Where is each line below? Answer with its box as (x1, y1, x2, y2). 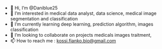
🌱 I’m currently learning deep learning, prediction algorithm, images (10, 21, 153, 27)
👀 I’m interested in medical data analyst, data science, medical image (10, 10, 157, 16)
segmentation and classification (10, 16, 78, 21)
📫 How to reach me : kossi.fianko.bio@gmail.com (10, 38, 116, 43)
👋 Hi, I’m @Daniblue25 (10, 5, 58, 11)
